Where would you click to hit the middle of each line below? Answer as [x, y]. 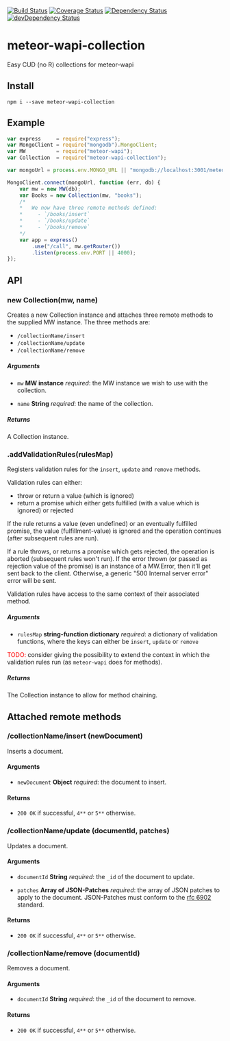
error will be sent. [32, 581]
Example [26, 123]
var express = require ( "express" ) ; [64, 139]
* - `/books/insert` [55, 215]
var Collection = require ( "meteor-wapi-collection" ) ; [87, 158]
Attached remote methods [64, 717]
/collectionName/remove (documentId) [74, 953]
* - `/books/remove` [55, 227]
